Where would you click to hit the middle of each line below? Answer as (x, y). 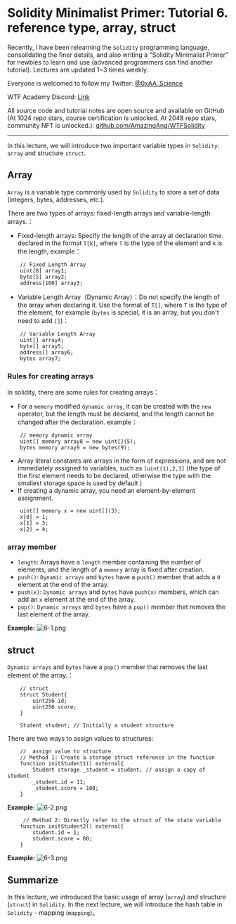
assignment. (35, 498)
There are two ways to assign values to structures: (80, 739)
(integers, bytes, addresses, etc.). (56, 199)
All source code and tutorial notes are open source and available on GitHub (116, 110)
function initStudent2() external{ (72, 826)
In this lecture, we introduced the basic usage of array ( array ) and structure (117, 897)
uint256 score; (55, 707)
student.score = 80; (63, 839)
